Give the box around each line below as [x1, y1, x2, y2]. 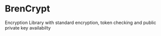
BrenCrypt [5, 3, 50, 14]
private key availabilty [5, 24, 51, 30]
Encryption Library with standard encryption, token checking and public [5, 19, 156, 25]
